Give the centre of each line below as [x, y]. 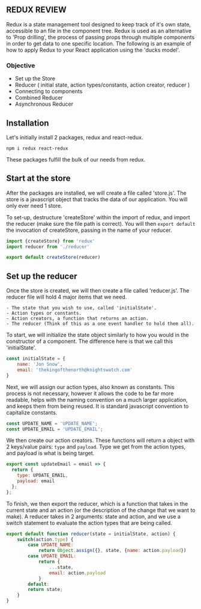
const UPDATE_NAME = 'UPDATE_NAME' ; [52, 423]
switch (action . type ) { [45, 539]
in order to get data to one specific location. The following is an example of [99, 43]
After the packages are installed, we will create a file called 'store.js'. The [97, 193]
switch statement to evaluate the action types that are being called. [89, 523]
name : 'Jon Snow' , [40, 365]
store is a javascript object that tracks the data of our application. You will [97, 199]
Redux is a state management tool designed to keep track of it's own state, [98, 24]
